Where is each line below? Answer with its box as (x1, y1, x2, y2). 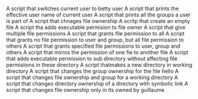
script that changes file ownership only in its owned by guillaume (6, 87, 165, 93)
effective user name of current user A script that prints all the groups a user (6, 11, 191, 18)
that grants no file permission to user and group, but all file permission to (6, 37, 184, 43)
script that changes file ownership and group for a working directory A (6, 74, 178, 81)
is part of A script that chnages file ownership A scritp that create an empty (6, 18, 190, 24)
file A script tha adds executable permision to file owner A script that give (6, 24, 186, 31)
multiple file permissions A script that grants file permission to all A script (6, 30, 185, 37)
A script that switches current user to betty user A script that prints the (6, 5, 179, 12)
